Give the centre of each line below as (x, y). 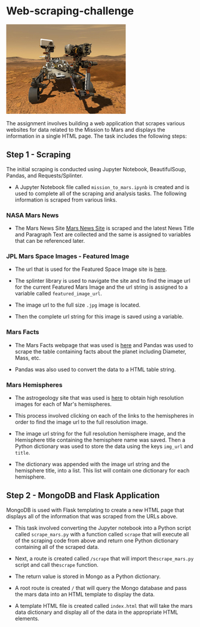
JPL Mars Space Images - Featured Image (68, 256)
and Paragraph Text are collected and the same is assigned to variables (103, 234)
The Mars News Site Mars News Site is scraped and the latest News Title (104, 228)
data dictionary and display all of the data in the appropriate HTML (96, 612)
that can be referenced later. (50, 241)
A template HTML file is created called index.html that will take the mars (104, 606)
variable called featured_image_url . (59, 294)
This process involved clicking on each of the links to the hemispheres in (104, 415)
